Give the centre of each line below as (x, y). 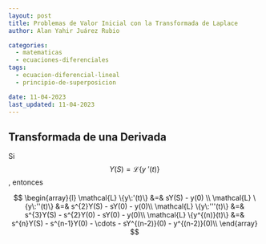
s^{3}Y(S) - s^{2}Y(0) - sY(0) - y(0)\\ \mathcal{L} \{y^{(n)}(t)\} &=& (135, 215)
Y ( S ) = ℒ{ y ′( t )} (135, 169)
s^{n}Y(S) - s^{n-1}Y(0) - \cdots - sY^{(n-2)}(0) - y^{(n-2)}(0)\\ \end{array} (135, 224)
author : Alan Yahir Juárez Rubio (64, 31)
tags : (17, 68)
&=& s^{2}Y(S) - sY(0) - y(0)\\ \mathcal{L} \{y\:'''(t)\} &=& (150, 206)
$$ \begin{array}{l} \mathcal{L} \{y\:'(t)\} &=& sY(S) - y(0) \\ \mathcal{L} (132, 198)
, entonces (26, 182)
